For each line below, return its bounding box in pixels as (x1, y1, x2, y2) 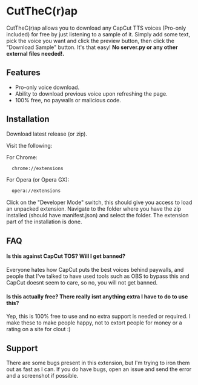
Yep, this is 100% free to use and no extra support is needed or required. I (6, 313, 191, 320)
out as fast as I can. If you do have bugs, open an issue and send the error (6, 365, 192, 373)
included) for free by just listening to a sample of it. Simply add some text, (6, 30, 191, 38)
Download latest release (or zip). (6, 130, 88, 137)
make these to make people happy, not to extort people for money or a (6, 319, 183, 326)
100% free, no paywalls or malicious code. (15, 96, 121, 104)
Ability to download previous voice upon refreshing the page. (15, 90, 168, 97)
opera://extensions (12, 188, 61, 194)
